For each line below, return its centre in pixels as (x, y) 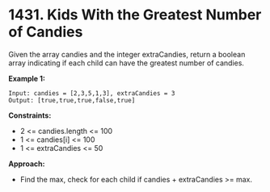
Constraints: (30, 115)
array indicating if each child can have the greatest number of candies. (127, 63)
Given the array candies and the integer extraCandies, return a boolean (127, 54)
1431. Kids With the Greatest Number (135, 15)
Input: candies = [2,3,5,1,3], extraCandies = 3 (92, 93)
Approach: (27, 164)
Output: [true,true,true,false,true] (72, 100)
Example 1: (27, 78)
